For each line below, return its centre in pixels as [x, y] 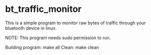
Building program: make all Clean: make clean [52, 47]
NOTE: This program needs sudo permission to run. [58, 38]
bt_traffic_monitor [43, 9]
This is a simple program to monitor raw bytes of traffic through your [75, 23]
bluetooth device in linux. [31, 28]
